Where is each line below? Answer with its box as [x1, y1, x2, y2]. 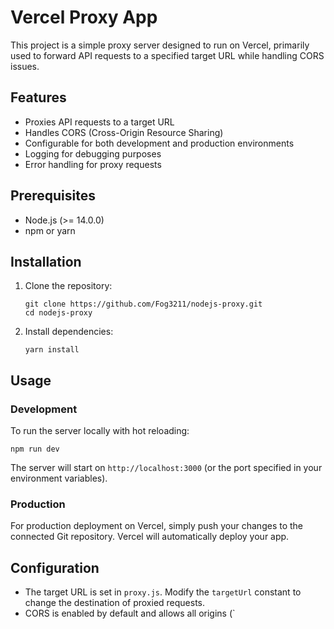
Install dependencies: [24, 326, 114, 338]
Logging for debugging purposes [24, 147, 162, 160]
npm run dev [10, 444, 60, 455]
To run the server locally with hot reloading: [10, 425, 190, 437]
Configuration [10, 559, 100, 576]
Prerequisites [10, 187, 96, 205]
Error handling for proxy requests [24, 158, 162, 170]
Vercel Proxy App [10, 6, 158, 29]
